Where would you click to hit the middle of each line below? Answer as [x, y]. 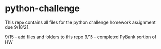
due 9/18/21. [18, 27]
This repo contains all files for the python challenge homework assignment [80, 22]
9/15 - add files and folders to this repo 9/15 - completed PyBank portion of [81, 37]
